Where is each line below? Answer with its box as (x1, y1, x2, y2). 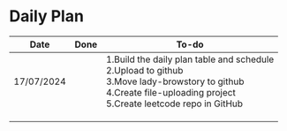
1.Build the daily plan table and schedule (105, 53, 275, 65)
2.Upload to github (105, 64, 184, 76)
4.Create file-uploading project (105, 86, 236, 98)
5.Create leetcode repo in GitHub (105, 97, 244, 110)
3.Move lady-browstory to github (105, 75, 245, 88)
